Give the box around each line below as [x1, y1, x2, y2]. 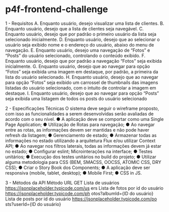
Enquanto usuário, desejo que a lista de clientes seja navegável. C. [5, 25, 144, 31]
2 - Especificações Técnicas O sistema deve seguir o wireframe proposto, [5, 105, 159, 111]
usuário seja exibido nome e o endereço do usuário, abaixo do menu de [5, 41, 154, 48]
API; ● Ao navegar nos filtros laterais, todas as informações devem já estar [5, 143, 161, 149]
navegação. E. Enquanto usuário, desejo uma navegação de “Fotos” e [5, 47, 150, 53]
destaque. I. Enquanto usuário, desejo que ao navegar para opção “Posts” [5, 90, 159, 96]
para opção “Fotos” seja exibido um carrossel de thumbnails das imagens [5, 79, 158, 86]
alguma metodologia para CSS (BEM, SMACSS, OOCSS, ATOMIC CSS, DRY [5, 159, 161, 165]
